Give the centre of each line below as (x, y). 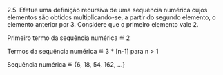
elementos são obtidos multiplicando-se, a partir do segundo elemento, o (111, 17)
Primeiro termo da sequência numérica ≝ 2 (68, 38)
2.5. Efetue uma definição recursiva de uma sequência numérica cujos (107, 10)
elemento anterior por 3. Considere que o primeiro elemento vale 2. (103, 24)
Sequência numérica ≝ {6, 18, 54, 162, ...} (66, 64)
